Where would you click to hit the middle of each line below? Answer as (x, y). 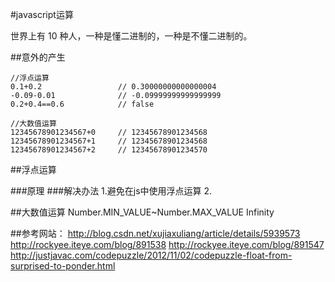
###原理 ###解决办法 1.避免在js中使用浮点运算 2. (111, 191)
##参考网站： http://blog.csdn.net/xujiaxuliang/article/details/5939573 (155, 233)
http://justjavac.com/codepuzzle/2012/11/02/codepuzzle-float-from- (151, 255)
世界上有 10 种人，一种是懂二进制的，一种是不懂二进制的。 (131, 36)
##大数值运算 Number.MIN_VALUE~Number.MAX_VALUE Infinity (142, 212)
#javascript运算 (42, 14)
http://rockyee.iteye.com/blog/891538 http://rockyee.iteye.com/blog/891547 (167, 244)
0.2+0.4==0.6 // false (82, 104)
